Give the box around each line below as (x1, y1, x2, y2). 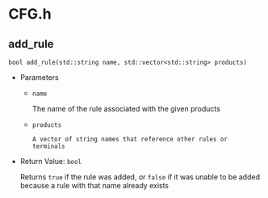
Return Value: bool (19, 157, 82, 166)
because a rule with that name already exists (19, 181, 170, 190)
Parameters (19, 73, 59, 82)
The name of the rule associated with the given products (31, 104, 220, 113)
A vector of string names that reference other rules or (31, 135, 228, 143)
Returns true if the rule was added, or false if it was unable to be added (19, 172, 261, 182)
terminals (31, 142, 66, 150)
